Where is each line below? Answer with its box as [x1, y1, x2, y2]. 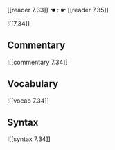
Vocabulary [7, 78, 59, 90]
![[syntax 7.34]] [7, 135, 51, 143]
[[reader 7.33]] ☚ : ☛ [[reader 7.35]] [7, 6, 109, 14]
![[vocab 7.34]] [7, 97, 50, 105]
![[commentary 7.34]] [7, 58, 68, 66]
